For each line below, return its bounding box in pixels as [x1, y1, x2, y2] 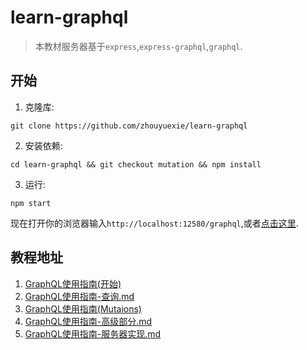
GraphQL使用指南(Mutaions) [24, 302, 142, 315]
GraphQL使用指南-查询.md [24, 290, 135, 302]
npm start [10, 198, 52, 208]
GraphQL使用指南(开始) [24, 277, 122, 290]
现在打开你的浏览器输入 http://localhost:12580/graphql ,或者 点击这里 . [10, 217, 299, 229]
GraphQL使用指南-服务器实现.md [24, 327, 162, 340]
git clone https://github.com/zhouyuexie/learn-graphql [10, 121, 248, 131]
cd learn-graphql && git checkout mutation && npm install [10, 159, 262, 170]
